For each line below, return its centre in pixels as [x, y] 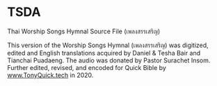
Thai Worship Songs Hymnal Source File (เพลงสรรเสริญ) [84, 31]
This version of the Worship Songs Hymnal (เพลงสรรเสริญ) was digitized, [108, 45]
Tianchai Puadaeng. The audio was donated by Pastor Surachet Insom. [109, 60]
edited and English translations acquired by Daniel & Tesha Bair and [104, 53]
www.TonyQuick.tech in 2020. [50, 75]
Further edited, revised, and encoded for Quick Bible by [87, 67]
